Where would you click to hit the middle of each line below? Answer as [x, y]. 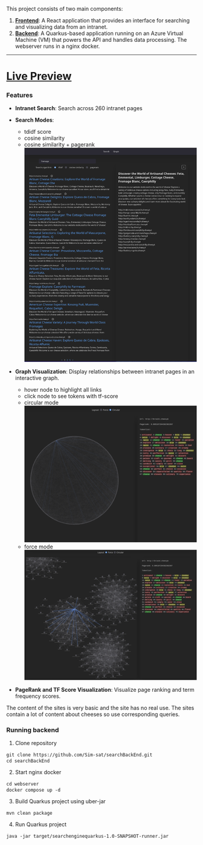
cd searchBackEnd [28, 761]
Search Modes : [34, 120]
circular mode [41, 403]
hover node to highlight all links [63, 389]
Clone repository [36, 743]
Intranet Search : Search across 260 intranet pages [79, 108]
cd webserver [23, 784]
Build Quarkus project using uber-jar [60, 801]
